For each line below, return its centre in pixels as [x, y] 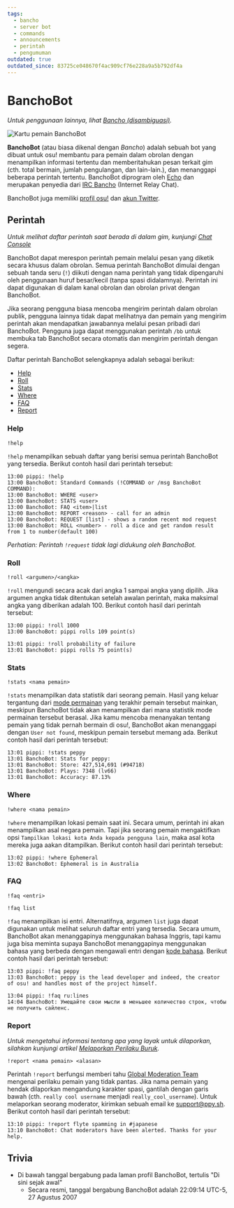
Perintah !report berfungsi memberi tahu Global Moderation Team [103, 1074]
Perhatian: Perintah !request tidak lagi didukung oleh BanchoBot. [102, 545]
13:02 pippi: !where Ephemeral [53, 857]
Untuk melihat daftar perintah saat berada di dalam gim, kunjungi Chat [110, 237]
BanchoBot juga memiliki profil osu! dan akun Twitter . [84, 198]
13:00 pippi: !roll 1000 [43, 625]
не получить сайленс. [39, 1008]
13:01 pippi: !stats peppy [46, 753]
